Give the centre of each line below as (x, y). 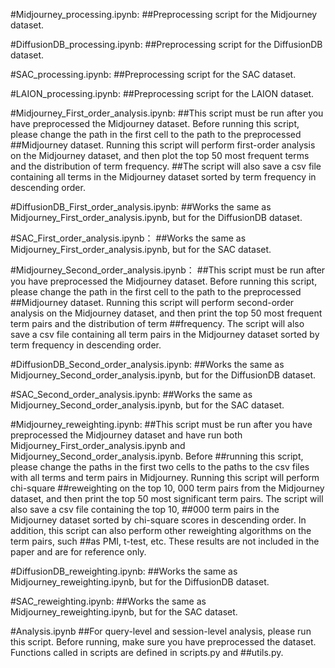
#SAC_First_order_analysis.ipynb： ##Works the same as (128, 238)
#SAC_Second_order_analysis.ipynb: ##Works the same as (131, 394)
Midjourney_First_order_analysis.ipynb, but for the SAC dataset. (141, 249)
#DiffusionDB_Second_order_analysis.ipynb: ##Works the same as (147, 364)
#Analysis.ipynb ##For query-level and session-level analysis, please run (161, 631)
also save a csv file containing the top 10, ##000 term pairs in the (145, 509)
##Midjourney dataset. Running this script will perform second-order (152, 302)
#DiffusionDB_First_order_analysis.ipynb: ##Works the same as (141, 207)
